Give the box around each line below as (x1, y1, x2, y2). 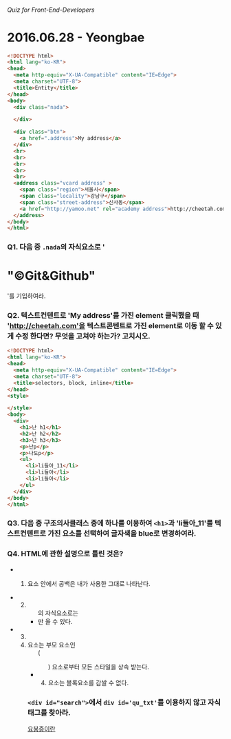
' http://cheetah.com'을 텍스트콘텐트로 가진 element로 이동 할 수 (7, 321, 214, 331)
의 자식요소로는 (37, 609, 79, 617)
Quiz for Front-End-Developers (7, 6, 95, 14)
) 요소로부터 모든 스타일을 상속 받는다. (47, 662, 150, 671)
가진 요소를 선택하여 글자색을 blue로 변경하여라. (47, 529, 197, 538)
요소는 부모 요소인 (27, 640, 76, 649)
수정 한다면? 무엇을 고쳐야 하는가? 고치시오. (14, 332, 151, 341)
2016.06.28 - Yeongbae (7, 30, 145, 45)
